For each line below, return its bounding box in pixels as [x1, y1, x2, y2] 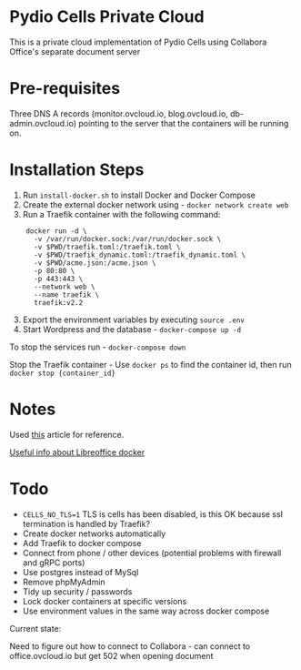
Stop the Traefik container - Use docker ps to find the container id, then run [9, 359, 293, 370]
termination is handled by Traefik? [22, 518, 151, 529]
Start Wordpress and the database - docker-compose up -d [22, 323, 242, 334]
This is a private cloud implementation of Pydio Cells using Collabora [9, 36, 267, 47]
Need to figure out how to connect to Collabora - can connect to [9, 640, 251, 652]
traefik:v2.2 [33, 298, 84, 307]
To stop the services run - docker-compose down [9, 341, 186, 352]
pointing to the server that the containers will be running [78, 117, 289, 128]
